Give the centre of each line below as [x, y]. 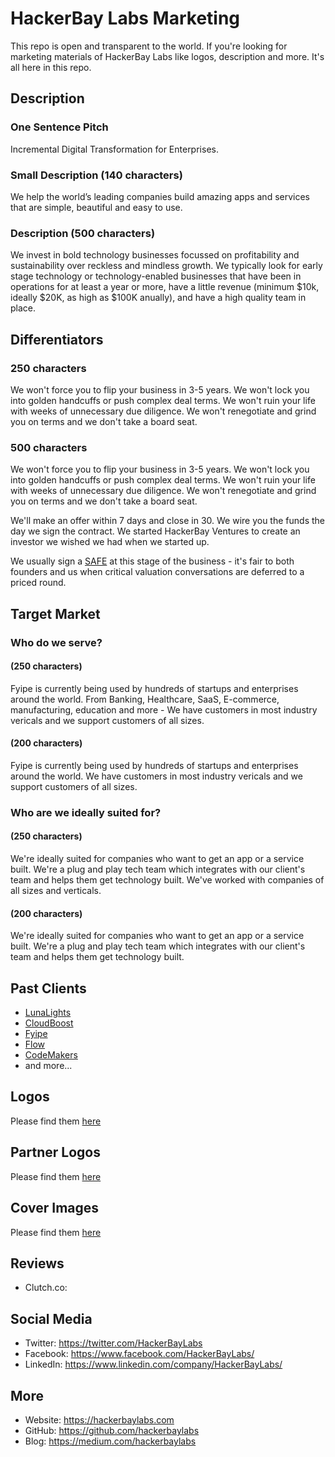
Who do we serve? [56, 642]
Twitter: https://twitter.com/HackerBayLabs [113, 1343]
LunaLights [48, 1013]
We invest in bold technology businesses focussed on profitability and [155, 255]
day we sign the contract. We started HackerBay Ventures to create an [155, 531]
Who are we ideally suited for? [86, 812]
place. [23, 308]
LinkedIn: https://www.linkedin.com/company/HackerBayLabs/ [153, 1364]
